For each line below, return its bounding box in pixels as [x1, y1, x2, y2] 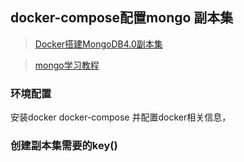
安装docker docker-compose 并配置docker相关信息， [10, 111, 232, 123]
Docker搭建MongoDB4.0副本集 [34, 38, 163, 50]
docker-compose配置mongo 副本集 [10, 9, 234, 27]
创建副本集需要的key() [10, 139, 118, 153]
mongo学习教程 [34, 59, 100, 71]
